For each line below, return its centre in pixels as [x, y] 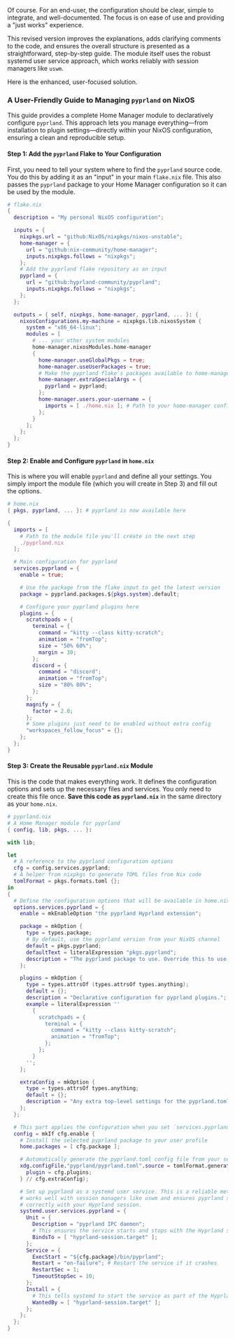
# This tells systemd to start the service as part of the [120, 1296]
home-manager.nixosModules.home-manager [92, 347]
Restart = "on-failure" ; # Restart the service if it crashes [125, 1263]
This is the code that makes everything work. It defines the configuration [112, 781]
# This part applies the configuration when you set [92, 1127]
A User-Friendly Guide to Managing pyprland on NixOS [101, 100]
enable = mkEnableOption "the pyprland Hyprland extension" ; [111, 914]
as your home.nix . [32, 804]
